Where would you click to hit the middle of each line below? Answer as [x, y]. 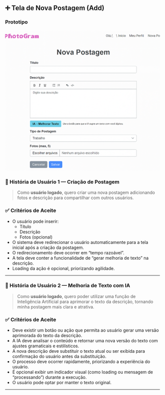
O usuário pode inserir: [35, 221]
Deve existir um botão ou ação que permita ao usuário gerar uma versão [85, 330]
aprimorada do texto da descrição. [47, 335]
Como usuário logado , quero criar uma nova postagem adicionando [86, 193]
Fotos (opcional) [36, 237]
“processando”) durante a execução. [49, 377]
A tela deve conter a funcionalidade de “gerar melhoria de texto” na [80, 258]
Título [25, 226]
